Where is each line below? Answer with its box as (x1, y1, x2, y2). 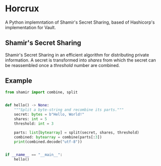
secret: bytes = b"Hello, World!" (14, 112, 84, 117)
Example (5, 77, 32, 85)
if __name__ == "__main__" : (5, 152, 63, 158)
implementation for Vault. (5, 24, 56, 30)
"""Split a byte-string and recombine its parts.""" (14, 107, 124, 112)
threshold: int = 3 (14, 121, 54, 126)
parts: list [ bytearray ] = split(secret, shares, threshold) (14, 130, 139, 135)
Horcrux (5, 3, 39, 14)
